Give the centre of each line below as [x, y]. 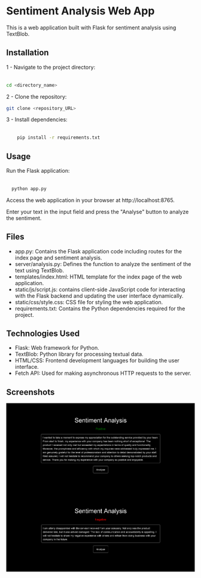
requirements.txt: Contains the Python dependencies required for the [100, 308]
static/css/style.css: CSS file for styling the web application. [89, 302]
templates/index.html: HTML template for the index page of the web [98, 277]
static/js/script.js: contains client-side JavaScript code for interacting [100, 289]
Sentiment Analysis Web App [80, 11]
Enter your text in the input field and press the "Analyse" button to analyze [98, 212]
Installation [28, 53]
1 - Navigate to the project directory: [51, 67]
